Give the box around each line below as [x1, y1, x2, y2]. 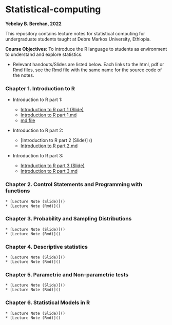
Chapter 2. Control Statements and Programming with [5, 181, 143, 188]
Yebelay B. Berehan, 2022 [5, 21, 62, 27]
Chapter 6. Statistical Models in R [5, 299, 90, 306]
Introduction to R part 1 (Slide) [20, 107, 84, 113]
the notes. [12, 72, 34, 78]
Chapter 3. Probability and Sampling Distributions [5, 215, 132, 222]
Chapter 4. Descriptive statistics [5, 243, 88, 250]
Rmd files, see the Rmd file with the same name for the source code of [12, 67, 162, 73]
